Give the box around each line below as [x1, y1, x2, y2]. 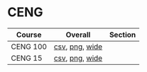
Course [16, 30, 42, 40]
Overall [65, 30, 91, 40]
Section [109, 30, 136, 40]
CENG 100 [11, 42, 48, 52]
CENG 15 [11, 53, 43, 63]
